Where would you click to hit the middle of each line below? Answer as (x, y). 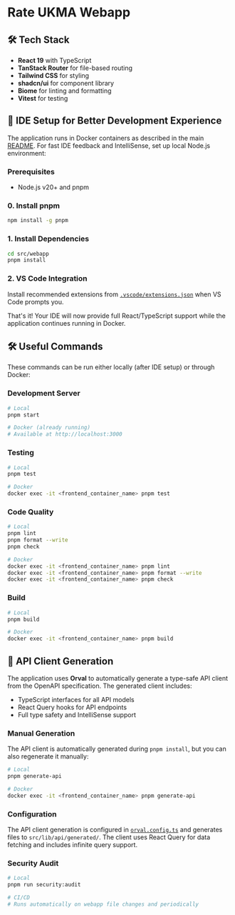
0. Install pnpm (34, 206)
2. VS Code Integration (47, 279)
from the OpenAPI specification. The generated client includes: (100, 686)
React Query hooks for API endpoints (72, 707)
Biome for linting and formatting (64, 91)
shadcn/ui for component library (66, 83)
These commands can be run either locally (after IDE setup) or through (111, 367)
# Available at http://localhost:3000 (65, 434)
